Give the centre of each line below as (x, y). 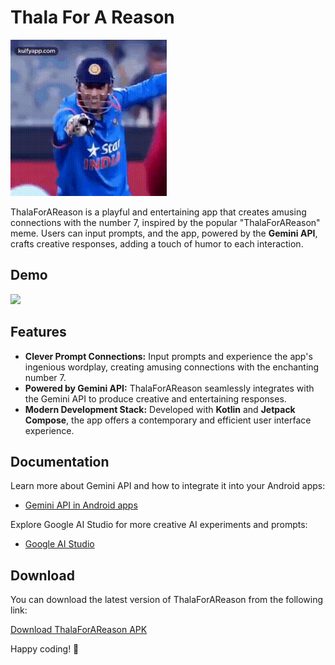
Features (38, 332)
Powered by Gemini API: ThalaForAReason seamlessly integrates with (169, 388)
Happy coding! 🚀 (45, 649)
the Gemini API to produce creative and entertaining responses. (155, 398)
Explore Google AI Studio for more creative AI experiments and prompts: (159, 525)
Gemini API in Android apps (81, 505)
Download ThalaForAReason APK (79, 630)
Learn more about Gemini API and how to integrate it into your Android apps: (168, 486)
